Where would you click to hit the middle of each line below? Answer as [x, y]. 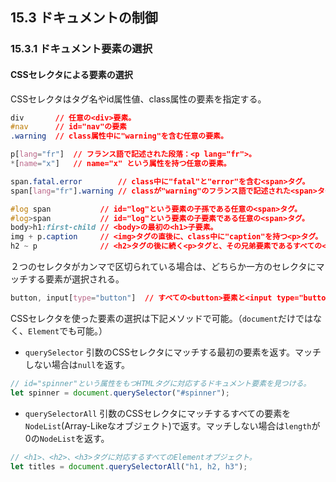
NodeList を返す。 [74, 438]
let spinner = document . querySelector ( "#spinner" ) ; [120, 393]
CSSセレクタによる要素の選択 [71, 74]
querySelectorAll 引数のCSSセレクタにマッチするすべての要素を [158, 413]
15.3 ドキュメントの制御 [84, 18]
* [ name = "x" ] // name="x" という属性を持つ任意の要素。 [121, 164]
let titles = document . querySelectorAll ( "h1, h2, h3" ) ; [129, 466]
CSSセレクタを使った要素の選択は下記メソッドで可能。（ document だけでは [161, 318]
